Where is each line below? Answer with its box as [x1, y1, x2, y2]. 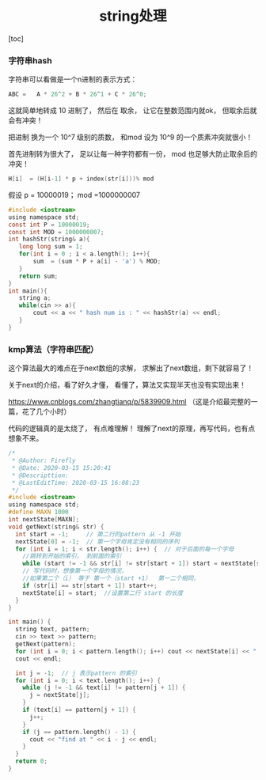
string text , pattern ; [15, 626, 90, 634]
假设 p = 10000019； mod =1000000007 [8, 190, 141, 199]
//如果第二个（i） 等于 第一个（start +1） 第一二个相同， [22, 574, 199, 582]
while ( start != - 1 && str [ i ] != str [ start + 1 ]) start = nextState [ [22, 559, 257, 568]
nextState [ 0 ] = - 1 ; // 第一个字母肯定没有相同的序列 [15, 537, 180, 546]
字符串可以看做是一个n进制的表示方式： [8, 74, 138, 84]
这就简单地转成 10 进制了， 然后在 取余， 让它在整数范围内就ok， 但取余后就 [8, 106, 257, 115]
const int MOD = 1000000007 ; [8, 228, 104, 236]
